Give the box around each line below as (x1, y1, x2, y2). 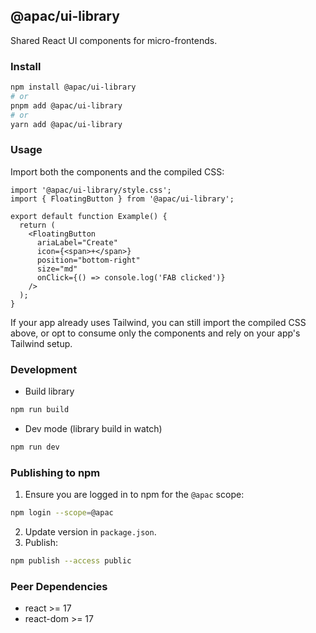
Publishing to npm (10, 465, 101, 479)
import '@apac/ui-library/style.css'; (10, 185, 172, 195)
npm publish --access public (10, 556, 132, 566)
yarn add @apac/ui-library (10, 119, 123, 129)
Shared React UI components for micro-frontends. (10, 34, 218, 46)
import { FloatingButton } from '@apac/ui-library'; (10, 194, 235, 204)
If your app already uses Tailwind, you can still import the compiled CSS (10, 316, 307, 328)
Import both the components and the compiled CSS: (10, 165, 225, 178)
